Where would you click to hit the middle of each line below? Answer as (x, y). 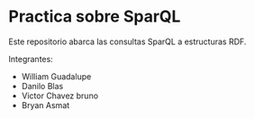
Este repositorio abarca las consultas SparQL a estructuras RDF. (127, 41)
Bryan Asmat (46, 105)
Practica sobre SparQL (95, 17)
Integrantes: (31, 59)
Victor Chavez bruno (60, 96)
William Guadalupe (56, 76)
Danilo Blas (42, 86)
